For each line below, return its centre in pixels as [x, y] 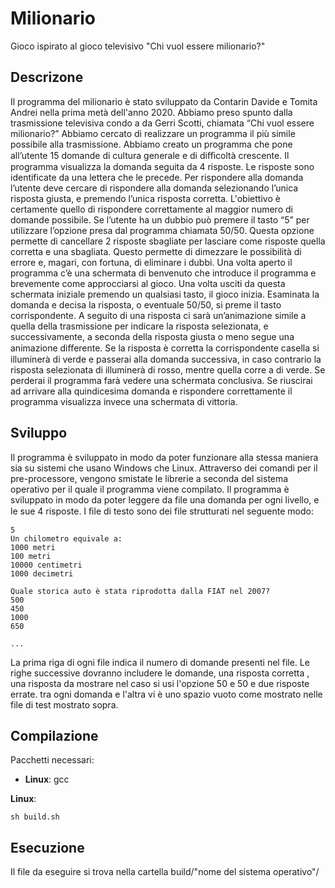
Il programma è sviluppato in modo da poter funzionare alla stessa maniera [164, 457]
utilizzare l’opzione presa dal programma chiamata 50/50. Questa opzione [162, 230]
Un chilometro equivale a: [66, 538]
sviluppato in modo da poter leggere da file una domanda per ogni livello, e [165, 499]
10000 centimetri [46, 565]
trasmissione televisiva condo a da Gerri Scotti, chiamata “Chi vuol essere [162, 123]
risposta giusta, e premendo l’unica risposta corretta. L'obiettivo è [145, 198]
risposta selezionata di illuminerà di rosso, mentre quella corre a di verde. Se [168, 369]
